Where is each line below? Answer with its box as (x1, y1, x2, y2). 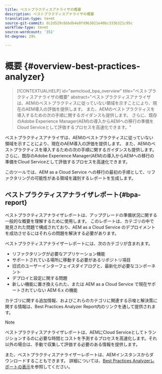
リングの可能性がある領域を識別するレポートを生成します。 (17, 175, 136, 181)
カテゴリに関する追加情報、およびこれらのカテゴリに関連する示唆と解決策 (5, 297, 153, 303)
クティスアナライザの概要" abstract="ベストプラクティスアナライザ (16, 94, 151, 100)
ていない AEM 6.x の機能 (29, 287, 78, 293)
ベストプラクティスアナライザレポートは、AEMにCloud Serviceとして (5, 329, 144, 335)
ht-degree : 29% (5, 34, 36, 39)
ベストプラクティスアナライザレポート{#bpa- (5, 191, 141, 199)
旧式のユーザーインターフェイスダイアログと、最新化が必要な (12, 263, 134, 269)
